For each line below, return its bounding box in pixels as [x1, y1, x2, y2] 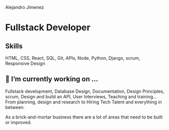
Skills [5, 42, 23, 50]
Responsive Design [5, 60, 45, 66]
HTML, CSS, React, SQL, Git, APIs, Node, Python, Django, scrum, [5, 55, 140, 61]
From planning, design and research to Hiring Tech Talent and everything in [5, 99, 162, 105]
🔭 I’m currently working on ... [5, 75, 98, 83]
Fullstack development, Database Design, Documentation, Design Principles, [5, 88, 164, 94]
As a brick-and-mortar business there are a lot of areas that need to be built [5, 114, 163, 120]
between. [5, 104, 25, 110]
